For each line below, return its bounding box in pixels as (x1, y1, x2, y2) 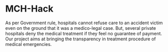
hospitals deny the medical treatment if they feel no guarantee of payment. (5, 30, 162, 36)
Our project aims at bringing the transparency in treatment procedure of (5, 36, 156, 42)
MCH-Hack (5, 3, 53, 15)
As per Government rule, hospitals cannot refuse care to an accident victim (5, 20, 163, 26)
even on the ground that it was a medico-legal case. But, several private (5, 25, 156, 31)
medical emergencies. (5, 41, 52, 47)
